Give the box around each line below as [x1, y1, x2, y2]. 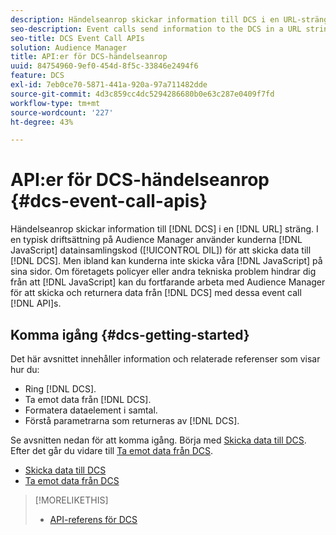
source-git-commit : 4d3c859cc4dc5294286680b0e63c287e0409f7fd [10, 89, 275, 99]
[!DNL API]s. [10, 297, 62, 310]
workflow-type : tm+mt [10, 98, 101, 108]
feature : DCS [10, 71, 65, 81]
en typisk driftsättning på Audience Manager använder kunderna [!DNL [10, 234, 303, 246]
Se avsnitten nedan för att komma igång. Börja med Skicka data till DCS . [10, 434, 307, 446]
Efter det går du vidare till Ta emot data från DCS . [10, 445, 214, 456]
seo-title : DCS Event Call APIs [10, 33, 145, 43]
